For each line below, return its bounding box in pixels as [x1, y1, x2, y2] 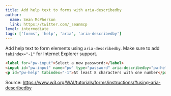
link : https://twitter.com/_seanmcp [10, 21, 88, 27]
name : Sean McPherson [10, 17, 56, 22]
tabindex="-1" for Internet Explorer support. [5, 51, 98, 57]
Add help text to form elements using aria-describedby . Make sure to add [5, 45, 160, 51]
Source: [5, 79, 22, 85]
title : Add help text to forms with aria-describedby [5, 7, 122, 13]
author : [5, 12, 22, 17]
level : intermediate [5, 27, 49, 32]
